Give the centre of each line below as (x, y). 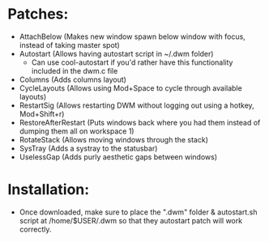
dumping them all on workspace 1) (77, 131)
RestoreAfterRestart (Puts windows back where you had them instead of (140, 122)
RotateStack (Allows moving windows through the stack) (113, 139)
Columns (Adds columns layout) (73, 79)
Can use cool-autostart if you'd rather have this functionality (132, 62)
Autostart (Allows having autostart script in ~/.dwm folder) (116, 53)
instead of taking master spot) (70, 45)
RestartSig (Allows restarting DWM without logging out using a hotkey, (137, 105)
